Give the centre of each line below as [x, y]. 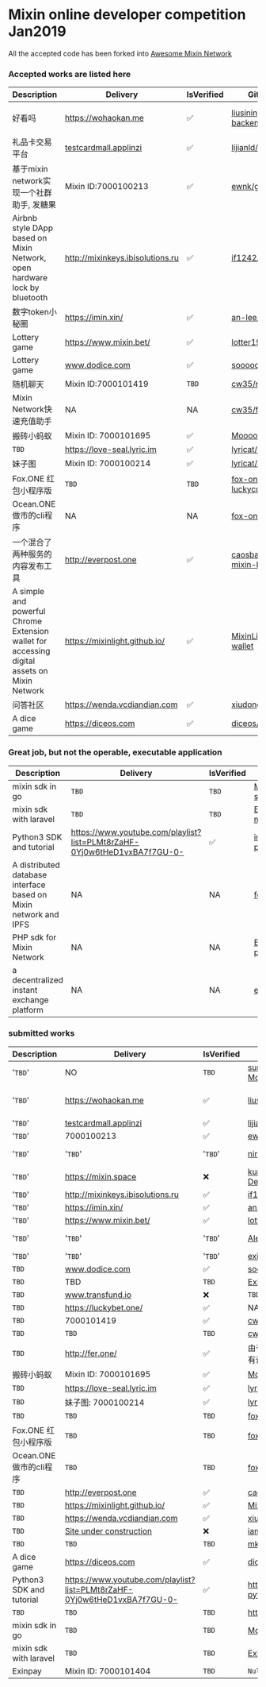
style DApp [33, 228]
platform [28, 1009]
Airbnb [25, 218]
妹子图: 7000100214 [104, 1402]
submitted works [42, 1033]
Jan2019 [37, 31]
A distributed [36, 865]
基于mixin [30, 169]
